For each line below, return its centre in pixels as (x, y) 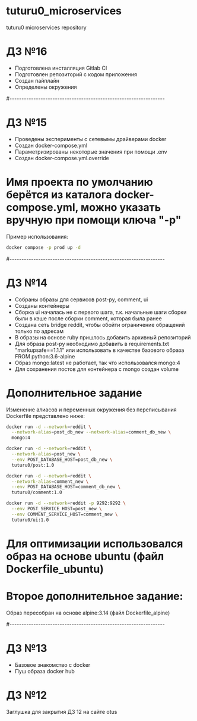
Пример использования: (37, 236)
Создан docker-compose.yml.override (62, 158)
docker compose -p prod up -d (44, 247)
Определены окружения (46, 87)
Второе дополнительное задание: (95, 596)
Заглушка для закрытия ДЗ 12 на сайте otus (62, 711)
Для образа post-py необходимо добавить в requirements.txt (92, 344)
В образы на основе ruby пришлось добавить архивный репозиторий (103, 337)
